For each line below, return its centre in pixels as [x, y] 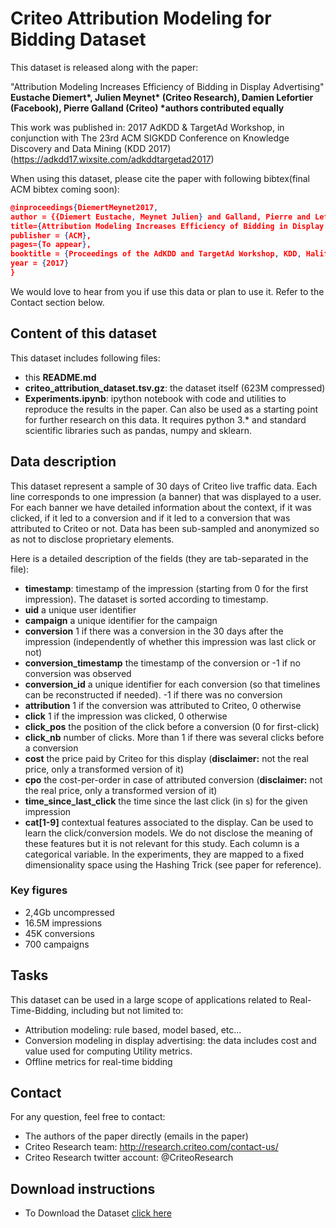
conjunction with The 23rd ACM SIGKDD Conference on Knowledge [150, 138]
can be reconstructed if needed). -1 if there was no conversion [153, 694]
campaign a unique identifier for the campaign [121, 620]
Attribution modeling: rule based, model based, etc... [133, 1029]
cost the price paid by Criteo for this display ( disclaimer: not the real [166, 758]
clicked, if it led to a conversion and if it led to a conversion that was [150, 518]
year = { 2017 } [40, 263]
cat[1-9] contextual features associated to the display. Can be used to [169, 822]
